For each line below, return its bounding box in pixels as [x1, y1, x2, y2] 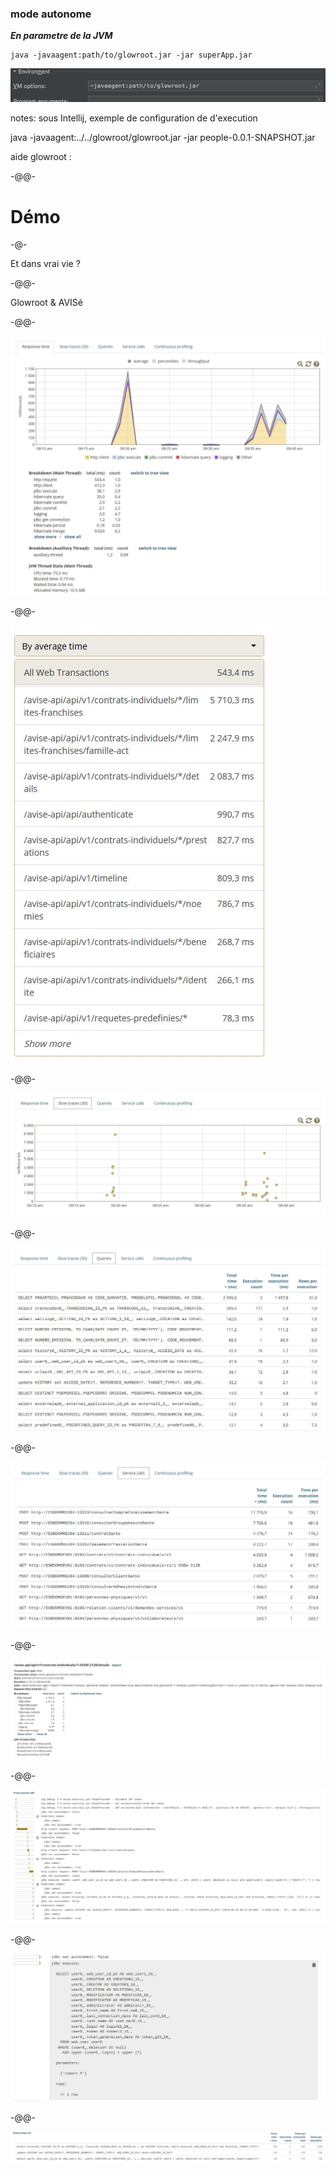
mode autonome [10, 7, 92, 21]
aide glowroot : [10, 151, 72, 163]
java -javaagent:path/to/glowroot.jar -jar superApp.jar [10, 50, 253, 61]
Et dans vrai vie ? [10, 258, 81, 270]
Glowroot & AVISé [10, 297, 83, 309]
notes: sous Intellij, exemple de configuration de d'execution [10, 112, 258, 124]
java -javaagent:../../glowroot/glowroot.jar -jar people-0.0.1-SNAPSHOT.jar [10, 132, 316, 144]
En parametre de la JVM [10, 30, 113, 42]
